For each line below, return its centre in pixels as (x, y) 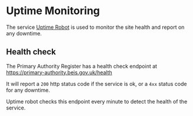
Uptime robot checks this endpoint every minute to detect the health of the (97, 101)
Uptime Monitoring (53, 11)
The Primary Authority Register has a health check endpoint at (82, 66)
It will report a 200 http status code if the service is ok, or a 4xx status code (96, 84)
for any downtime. (28, 90)
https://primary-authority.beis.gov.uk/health (59, 72)
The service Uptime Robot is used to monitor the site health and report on (95, 27)
